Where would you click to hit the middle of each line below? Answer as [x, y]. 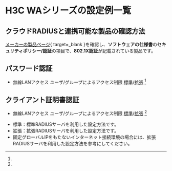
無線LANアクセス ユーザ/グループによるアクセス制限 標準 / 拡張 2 [80, 113]
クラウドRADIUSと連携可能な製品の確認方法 [75, 31]
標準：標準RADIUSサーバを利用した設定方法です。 [66, 124]
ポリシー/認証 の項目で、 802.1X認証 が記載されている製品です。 [89, 51]
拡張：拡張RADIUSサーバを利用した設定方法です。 [66, 130]
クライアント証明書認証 [42, 100]
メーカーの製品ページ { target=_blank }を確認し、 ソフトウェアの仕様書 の [81, 44]
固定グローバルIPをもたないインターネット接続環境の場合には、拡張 [84, 137]
